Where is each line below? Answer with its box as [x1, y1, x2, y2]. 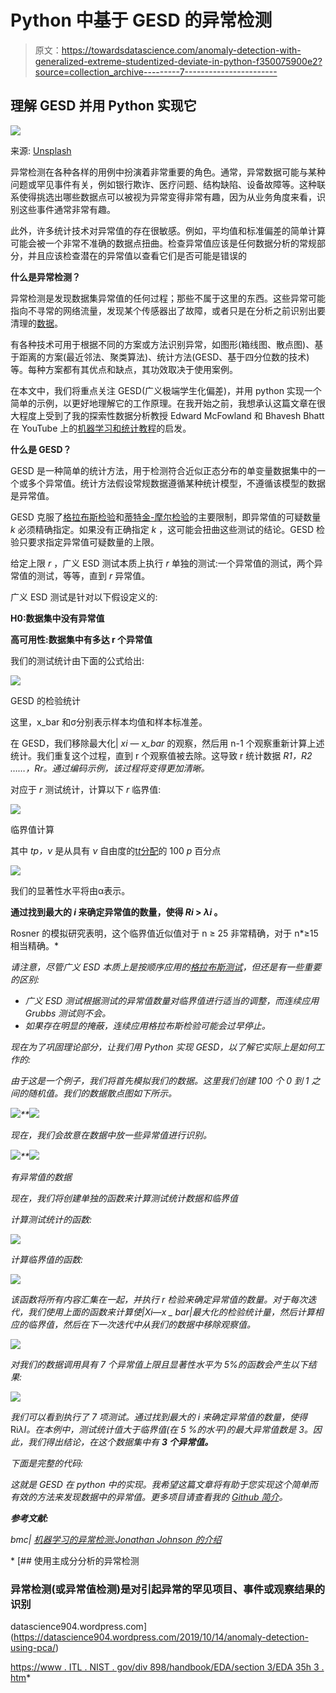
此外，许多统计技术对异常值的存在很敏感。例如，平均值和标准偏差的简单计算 [10, 224, 326, 236]
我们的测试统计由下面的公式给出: [10, 654, 145, 666]
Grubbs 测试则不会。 [24, 1007, 112, 1019]
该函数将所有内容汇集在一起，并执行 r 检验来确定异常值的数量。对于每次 [10, 1293, 308, 1305]
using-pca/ [10, 1642, 56, 1654]
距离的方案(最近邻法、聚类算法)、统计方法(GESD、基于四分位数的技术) [18, 351, 310, 363]
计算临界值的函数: [10, 1253, 84, 1265]
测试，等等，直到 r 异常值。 [36, 569, 151, 581]
